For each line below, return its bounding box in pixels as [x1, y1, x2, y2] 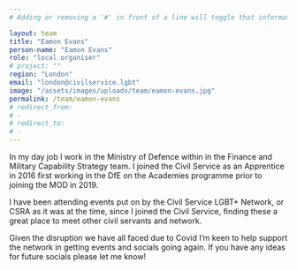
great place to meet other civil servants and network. [9, 215, 202, 226]
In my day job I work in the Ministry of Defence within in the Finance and [9, 152, 272, 161]
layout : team [9, 28, 57, 38]
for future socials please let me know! [9, 251, 147, 261]
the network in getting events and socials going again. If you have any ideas [9, 242, 286, 252]
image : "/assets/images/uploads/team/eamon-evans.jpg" [9, 86, 216, 95]
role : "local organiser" [9, 54, 101, 63]
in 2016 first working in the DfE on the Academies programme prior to [9, 170, 263, 181]
